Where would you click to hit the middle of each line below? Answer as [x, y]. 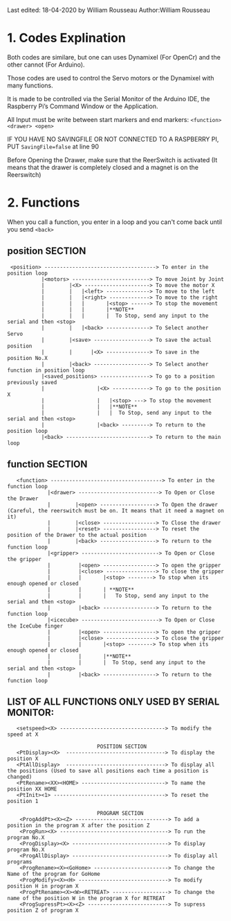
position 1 [23, 801]
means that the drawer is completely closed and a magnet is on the [103, 167]
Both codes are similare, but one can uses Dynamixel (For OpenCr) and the [114, 57]
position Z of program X [43, 911]
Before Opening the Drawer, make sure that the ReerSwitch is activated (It [112, 160]
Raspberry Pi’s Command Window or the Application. [83, 106]
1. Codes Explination [66, 38]
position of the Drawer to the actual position [77, 535]
